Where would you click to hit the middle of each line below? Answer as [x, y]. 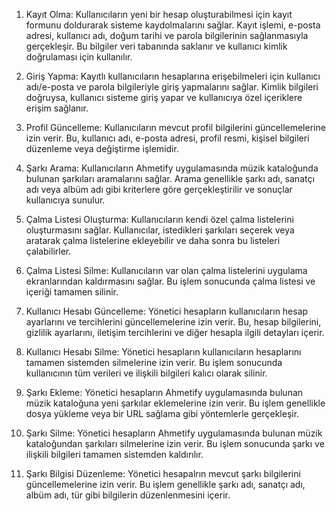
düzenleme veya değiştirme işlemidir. [102, 148]
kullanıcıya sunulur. [65, 200]
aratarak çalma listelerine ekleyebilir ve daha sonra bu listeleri [153, 240]
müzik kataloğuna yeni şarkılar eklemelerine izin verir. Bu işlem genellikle [175, 403]
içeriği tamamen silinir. [72, 292]
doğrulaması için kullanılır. [79, 57]
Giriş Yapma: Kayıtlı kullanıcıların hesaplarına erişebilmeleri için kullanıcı [173, 76]
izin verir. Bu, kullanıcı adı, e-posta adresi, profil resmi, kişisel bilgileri [167, 138]
